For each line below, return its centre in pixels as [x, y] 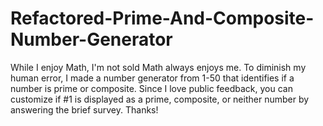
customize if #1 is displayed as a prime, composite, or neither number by [160, 99]
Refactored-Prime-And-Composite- [162, 18]
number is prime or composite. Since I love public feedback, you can [151, 88]
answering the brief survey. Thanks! [84, 109]
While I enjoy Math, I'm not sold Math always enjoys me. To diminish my [158, 67]
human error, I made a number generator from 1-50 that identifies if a [152, 78]
